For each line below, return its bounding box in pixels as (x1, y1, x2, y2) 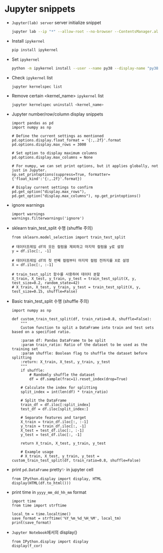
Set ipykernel (11, 56, 40, 62)
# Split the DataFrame (20, 398, 67, 403)
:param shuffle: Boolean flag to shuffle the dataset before (20, 351, 147, 356)
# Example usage (20, 450, 54, 455)
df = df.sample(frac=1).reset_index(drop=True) (29, 377, 128, 382)
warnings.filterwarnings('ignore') (11, 216, 84, 221)
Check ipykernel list (11, 74, 53, 80)
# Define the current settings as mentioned (11, 134, 104, 139)
